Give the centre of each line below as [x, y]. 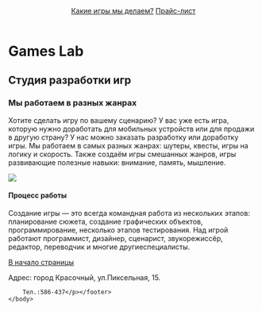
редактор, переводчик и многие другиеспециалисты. [99, 247]
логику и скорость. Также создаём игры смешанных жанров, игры [122, 154]
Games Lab [46, 51]
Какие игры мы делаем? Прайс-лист [133, 11]
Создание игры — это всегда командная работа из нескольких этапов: [129, 213]
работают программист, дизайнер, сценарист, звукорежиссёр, [116, 238]
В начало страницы [41, 262]
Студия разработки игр [70, 81]
